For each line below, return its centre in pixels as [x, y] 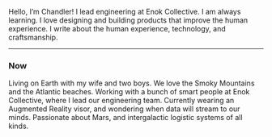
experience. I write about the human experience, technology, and [117, 29]
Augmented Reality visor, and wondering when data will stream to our [124, 109]
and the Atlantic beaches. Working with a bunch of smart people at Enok [129, 92]
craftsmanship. [33, 37]
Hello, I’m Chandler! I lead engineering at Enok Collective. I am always [125, 12]
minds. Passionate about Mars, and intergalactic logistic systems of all [125, 118]
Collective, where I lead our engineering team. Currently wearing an [121, 101]
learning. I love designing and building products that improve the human [128, 20]
